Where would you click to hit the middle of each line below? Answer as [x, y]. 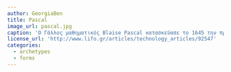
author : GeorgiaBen [35, 13]
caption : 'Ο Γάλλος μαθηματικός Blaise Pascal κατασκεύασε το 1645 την [112, 33]
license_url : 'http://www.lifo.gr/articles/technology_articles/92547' [112, 39]
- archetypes [32, 52]
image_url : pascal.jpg [40, 26]
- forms [24, 58]
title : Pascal [27, 20]
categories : [24, 45]
